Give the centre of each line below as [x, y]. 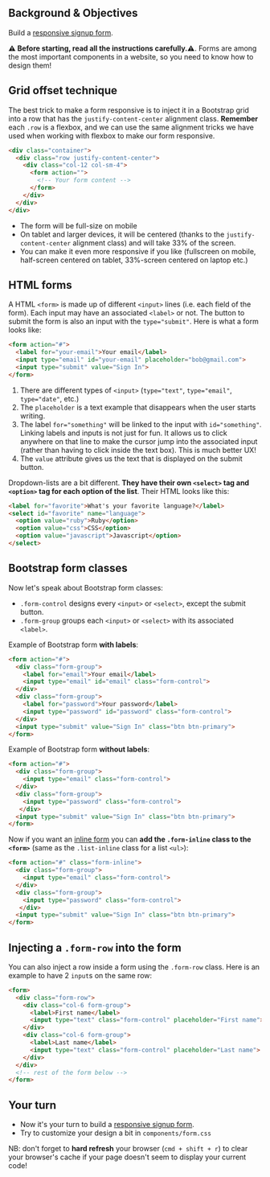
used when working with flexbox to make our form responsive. [112, 135]
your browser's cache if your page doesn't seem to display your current [127, 1157]
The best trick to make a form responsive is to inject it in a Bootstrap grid [129, 110]
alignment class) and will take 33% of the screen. [154, 243]
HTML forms [40, 285]
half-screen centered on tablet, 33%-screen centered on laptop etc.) [134, 260]
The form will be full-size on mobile [79, 225]
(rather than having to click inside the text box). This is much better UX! [138, 450]
